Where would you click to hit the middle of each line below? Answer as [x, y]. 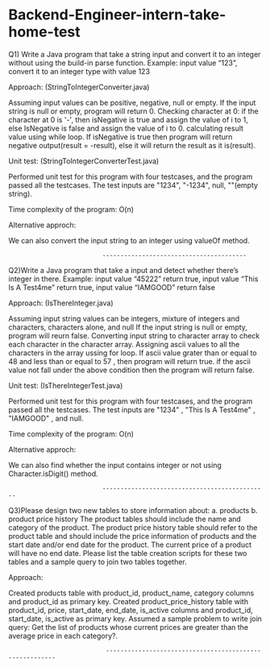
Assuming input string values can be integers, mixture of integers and [124, 318]
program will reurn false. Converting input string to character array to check [134, 335]
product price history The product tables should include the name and [125, 519]
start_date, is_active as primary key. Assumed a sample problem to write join [135, 619]
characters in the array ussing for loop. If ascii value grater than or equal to [133, 353]
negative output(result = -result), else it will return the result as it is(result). [132, 145]
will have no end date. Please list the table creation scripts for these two [128, 553]
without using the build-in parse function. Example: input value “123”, [123, 63]
